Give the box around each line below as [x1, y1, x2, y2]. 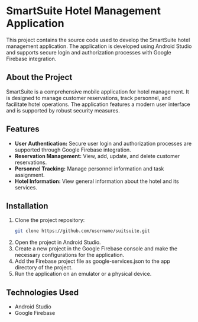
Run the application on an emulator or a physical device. [14, 271, 152, 278]
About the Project [6, 72, 73, 82]
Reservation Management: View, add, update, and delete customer [14, 152, 180, 159]
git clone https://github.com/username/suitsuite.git [14, 228, 150, 234]
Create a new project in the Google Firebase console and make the [14, 245, 178, 252]
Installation [6, 201, 48, 211]
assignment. [14, 171, 45, 178]
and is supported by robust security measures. [6, 107, 120, 114]
